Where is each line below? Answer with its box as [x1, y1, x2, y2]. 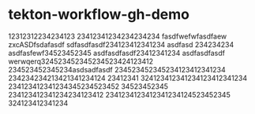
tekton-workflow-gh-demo [8, 6, 189, 24]
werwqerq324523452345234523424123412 [8, 57, 154, 66]
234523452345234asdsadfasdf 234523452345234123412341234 [8, 64, 227, 74]
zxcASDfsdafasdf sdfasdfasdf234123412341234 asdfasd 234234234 [8, 39, 234, 49]
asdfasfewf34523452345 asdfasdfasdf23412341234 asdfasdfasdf [8, 48, 225, 57]
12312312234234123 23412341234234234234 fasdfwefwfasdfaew [8, 31, 227, 41]
